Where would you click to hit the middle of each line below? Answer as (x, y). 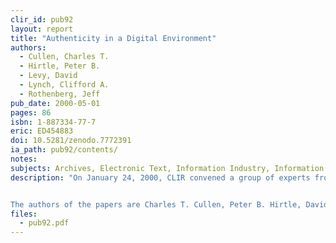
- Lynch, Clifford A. (64, 85)
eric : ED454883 (42, 131)
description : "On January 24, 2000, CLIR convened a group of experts (160, 177)
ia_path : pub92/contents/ (64, 150)
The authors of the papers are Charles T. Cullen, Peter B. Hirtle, (156, 204)
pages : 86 (31, 112)
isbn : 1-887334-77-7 (53, 122)
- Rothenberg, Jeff (60, 94)
